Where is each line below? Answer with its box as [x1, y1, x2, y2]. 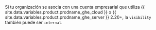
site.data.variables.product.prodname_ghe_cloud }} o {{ [5, 9, 117, 15]
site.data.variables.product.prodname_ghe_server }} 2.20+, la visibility [5, 15, 152, 20]
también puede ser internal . [5, 19, 63, 25]
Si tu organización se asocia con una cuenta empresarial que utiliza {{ [5, 4, 145, 10]
